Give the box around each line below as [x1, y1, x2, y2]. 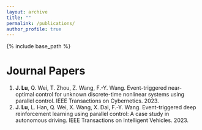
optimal [15, 91, 35, 98]
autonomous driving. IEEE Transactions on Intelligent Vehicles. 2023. [15, 117, 189, 124]
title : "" [6, 15, 32, 21]
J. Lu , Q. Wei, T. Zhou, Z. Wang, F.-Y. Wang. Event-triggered [15, 84, 167, 92]
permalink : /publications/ [6, 20, 75, 26]
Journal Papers [6, 64, 86, 78]
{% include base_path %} [6, 43, 71, 50]
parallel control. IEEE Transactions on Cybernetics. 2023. [15, 97, 159, 104]
